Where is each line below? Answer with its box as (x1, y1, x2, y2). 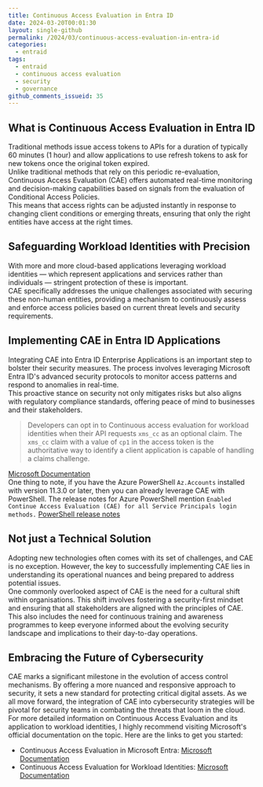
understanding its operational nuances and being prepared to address (8, 570, 235, 579)
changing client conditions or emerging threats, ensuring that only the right (8, 209, 251, 219)
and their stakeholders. (8, 405, 83, 414)
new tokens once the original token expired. (8, 159, 150, 168)
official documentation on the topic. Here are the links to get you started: (8, 730, 243, 740)
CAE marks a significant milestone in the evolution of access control (8, 672, 228, 682)
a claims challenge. (27, 453, 90, 463)
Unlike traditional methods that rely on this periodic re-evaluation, (8, 167, 221, 177)
